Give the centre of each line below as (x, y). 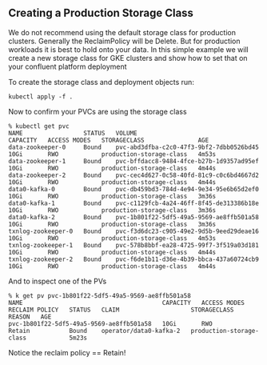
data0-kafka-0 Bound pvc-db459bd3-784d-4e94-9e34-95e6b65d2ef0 (134, 189)
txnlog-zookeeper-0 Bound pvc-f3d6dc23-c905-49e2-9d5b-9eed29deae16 (134, 231)
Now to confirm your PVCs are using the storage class (98, 111)
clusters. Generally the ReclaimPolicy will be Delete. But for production (124, 41)
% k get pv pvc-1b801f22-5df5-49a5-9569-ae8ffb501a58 (100, 295)
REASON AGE (30, 317)
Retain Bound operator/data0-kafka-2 (94, 331)
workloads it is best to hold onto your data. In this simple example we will (129, 49)
